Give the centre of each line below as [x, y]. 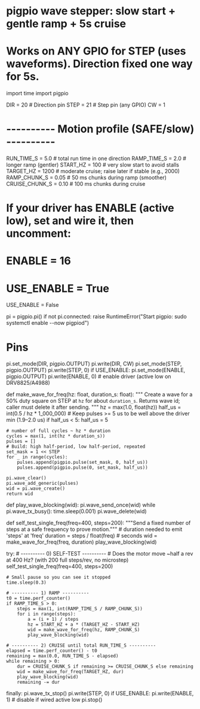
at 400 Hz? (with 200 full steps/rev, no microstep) [67, 560]
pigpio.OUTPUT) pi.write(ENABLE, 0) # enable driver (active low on [89, 376]
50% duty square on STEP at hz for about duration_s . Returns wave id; [93, 401]
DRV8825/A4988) [28, 383]
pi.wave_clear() [26, 478]
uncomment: [39, 233]
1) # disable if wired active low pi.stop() [54, 700]
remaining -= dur [39, 682]
